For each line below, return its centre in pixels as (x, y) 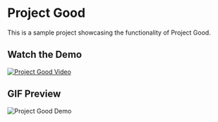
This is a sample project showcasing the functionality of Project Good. (109, 32)
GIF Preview (34, 94)
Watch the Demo (45, 55)
